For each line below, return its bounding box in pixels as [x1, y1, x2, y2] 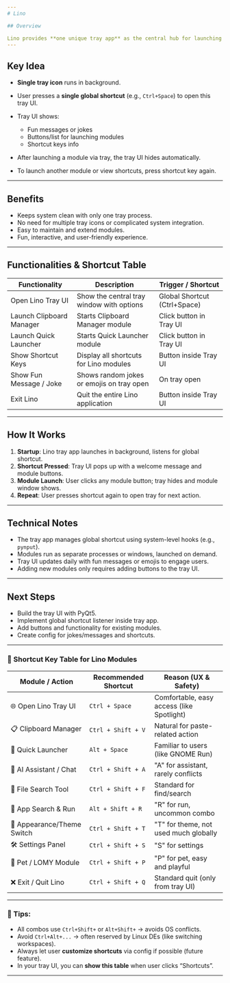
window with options [76, 300, 144, 309]
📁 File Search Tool [10, 784, 69, 794]
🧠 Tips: [7, 910, 31, 919]
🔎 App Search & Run [10, 804, 75, 814]
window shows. [16, 484, 62, 492]
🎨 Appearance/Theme [10, 819, 82, 829]
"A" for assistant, [153, 760, 208, 770]
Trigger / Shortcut [159, 279, 220, 289]
